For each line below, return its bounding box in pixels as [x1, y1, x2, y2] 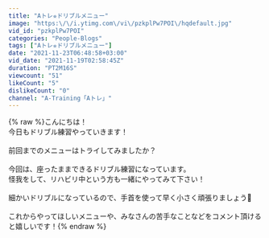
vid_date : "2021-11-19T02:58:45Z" [8, 57, 125, 65]
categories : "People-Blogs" [8, 34, 103, 43]
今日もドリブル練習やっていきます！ [8, 127, 129, 137]
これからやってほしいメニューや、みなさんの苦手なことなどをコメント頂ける [8, 211, 262, 221]
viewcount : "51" [8, 72, 63, 80]
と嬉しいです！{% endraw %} [8, 222, 107, 232]
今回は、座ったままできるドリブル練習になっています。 [8, 164, 191, 174]
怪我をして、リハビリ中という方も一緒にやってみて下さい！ [8, 174, 205, 184]
